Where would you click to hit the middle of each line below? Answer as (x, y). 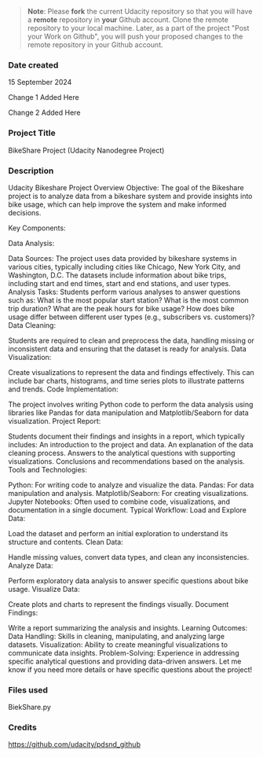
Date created (33, 64)
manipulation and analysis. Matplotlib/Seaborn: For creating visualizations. (128, 493)
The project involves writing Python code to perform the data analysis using (131, 404)
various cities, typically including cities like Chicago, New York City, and (124, 266)
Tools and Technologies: (48, 469)
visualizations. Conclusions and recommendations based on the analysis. (126, 461)
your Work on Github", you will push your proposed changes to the (135, 36)
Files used (28, 689)
